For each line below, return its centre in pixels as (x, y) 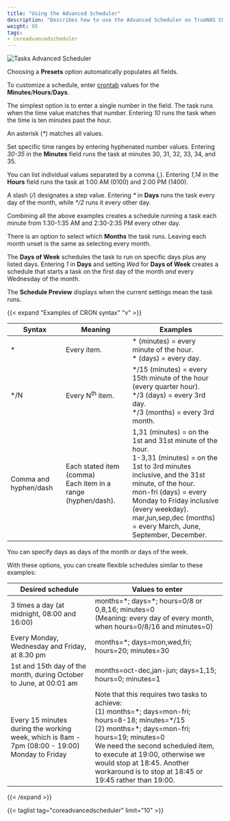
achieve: (108, 703)
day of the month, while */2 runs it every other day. (79, 202)
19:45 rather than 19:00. (135, 781)
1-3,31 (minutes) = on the (175, 458)
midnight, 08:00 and (43, 614)
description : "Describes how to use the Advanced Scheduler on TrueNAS (111, 20)
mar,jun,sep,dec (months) (174, 518)
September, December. (170, 535)
